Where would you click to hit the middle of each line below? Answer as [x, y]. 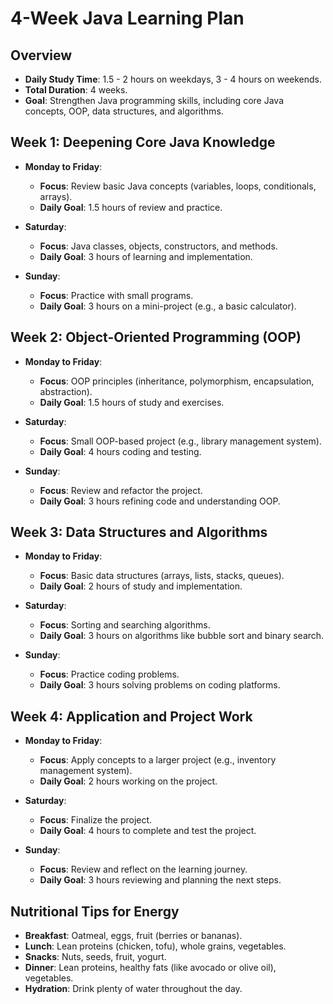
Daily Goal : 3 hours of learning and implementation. [146, 256]
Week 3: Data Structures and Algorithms [139, 532]
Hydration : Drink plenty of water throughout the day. [133, 989]
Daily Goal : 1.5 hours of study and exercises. [132, 402]
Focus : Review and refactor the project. [121, 490]
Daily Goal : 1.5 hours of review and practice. [131, 207]
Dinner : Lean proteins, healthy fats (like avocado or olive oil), [150, 968]
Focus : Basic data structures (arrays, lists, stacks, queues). [162, 576]
